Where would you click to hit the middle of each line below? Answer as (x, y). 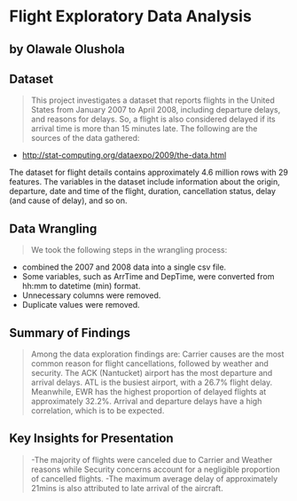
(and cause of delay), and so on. (68, 200)
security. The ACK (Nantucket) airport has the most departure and (152, 373)
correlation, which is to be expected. (98, 411)
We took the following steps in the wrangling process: (129, 250)
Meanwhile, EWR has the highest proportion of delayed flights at (148, 392)
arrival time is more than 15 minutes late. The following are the (144, 129)
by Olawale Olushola (67, 49)
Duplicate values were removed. (81, 305)
